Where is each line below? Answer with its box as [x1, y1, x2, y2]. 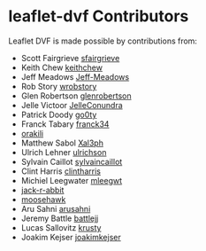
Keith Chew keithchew [20, 62, 103, 73]
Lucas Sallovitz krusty [20, 222, 102, 232]
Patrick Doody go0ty [20, 109, 97, 120]
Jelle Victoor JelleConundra [20, 99, 123, 110]
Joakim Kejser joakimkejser [20, 231, 121, 242]
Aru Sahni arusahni [20, 203, 91, 214]
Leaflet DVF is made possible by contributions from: [8, 35, 198, 46]
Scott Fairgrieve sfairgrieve [20, 52, 120, 63]
